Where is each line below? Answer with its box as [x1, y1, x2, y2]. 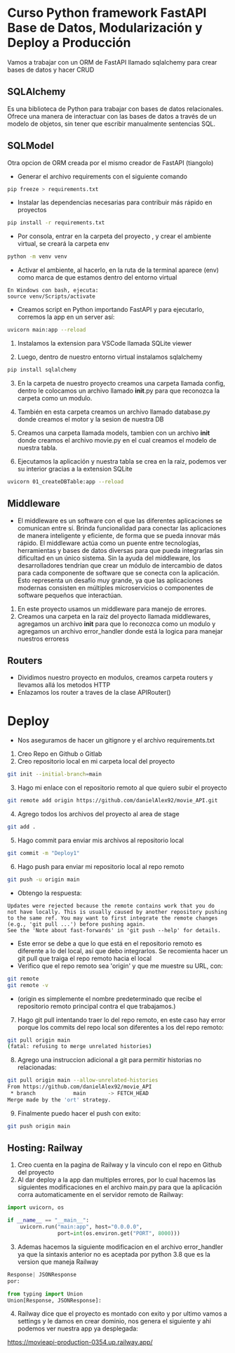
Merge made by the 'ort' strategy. [7, 1096, 112, 1104]
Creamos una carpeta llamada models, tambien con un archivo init [17, 429, 210, 437]
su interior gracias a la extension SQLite [17, 464, 133, 473]
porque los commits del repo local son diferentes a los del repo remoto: [17, 1023, 224, 1031]
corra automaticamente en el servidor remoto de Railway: [17, 1191, 184, 1199]
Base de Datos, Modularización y [7, 20, 203, 36]
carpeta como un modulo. [17, 393, 93, 402]
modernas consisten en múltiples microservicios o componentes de [17, 583, 214, 591]
